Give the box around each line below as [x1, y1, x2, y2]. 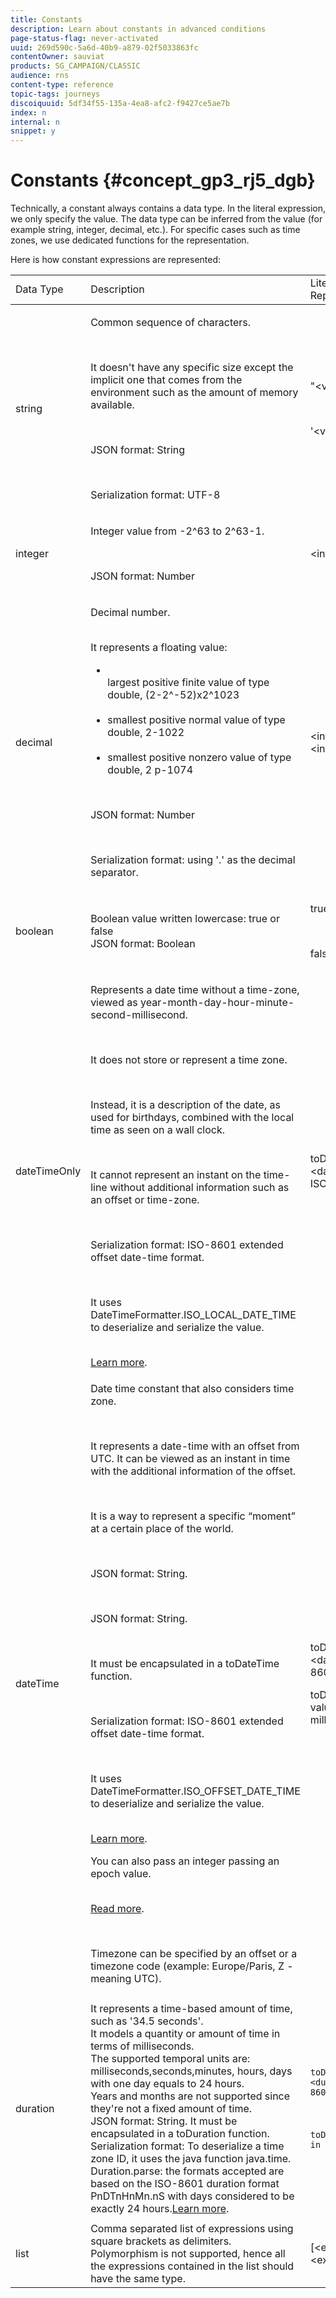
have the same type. [90, 2272, 186, 2286]
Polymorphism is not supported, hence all [90, 2247, 286, 2261]
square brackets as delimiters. [90, 2234, 232, 2248]
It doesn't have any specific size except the [90, 361, 294, 375]
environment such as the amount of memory [90, 386, 299, 400]
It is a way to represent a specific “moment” [90, 1509, 296, 1523]
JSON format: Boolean [90, 937, 196, 951]
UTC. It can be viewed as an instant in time [90, 1452, 291, 1466]
